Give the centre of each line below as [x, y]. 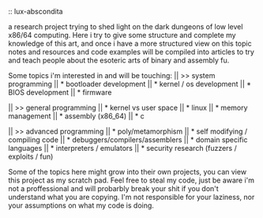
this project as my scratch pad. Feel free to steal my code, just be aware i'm [131, 180]
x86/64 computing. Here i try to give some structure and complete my [122, 35]
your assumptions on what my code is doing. [81, 205]
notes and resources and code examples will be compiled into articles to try [131, 52]
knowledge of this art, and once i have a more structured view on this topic [130, 43]
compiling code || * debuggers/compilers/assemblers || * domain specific [128, 140]
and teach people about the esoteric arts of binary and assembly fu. [119, 60]
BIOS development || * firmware [60, 92]
